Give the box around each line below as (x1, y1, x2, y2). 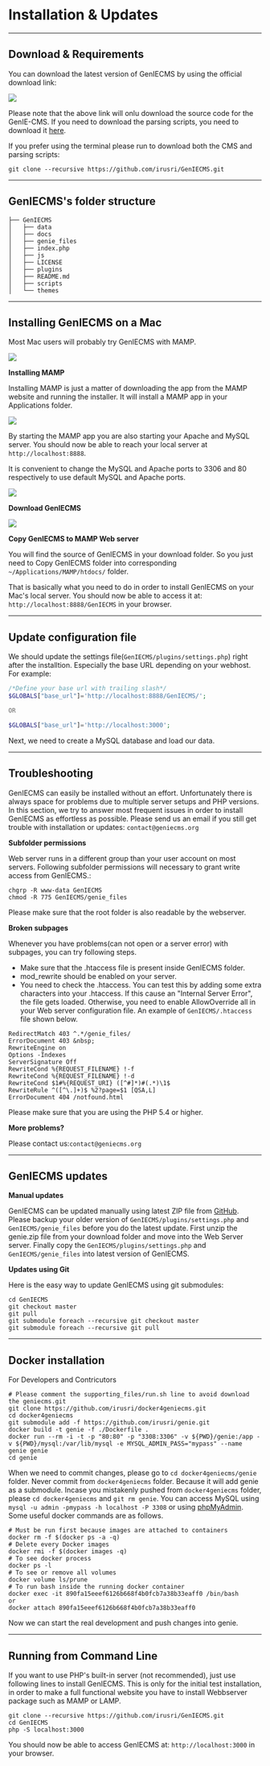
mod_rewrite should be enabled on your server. (19, 971, 177, 980)
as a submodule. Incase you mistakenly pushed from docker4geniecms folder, (8, 1485, 262, 1495)
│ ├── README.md (8, 272, 70, 280)
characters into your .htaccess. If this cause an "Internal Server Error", (19, 989, 253, 998)
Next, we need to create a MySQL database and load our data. (8, 736, 215, 745)
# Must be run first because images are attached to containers (8, 1527, 228, 1535)
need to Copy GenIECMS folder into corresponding (8, 558, 177, 568)
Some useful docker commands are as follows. (8, 1511, 164, 1520)
